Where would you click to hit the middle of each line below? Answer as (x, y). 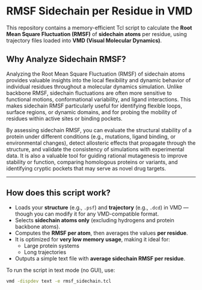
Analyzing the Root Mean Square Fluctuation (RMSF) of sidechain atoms (96, 74)
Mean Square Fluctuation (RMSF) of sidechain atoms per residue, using (97, 34)
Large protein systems (52, 246)
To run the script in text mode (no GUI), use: (61, 270)
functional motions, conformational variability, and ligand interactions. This (99, 99)
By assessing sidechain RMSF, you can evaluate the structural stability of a (99, 130)
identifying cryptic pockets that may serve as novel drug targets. (86, 168)
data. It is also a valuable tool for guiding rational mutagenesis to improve (97, 156)
